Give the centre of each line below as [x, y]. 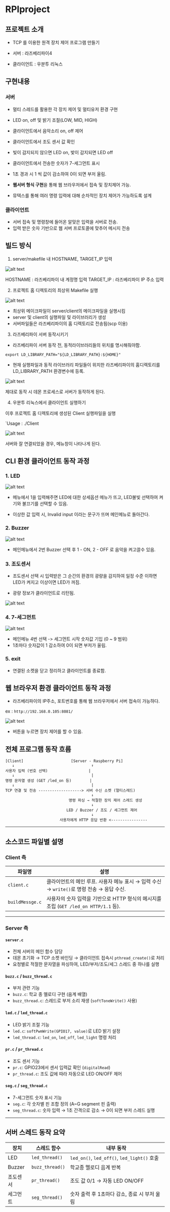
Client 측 [16, 857]
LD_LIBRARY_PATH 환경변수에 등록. [49, 371]
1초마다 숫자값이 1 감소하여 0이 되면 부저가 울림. [60, 646]
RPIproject [28, 9]
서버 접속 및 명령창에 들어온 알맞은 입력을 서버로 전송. [65, 222]
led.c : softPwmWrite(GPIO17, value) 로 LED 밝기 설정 [66, 1031]
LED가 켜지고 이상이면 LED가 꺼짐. [47, 582]
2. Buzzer [17, 528]
